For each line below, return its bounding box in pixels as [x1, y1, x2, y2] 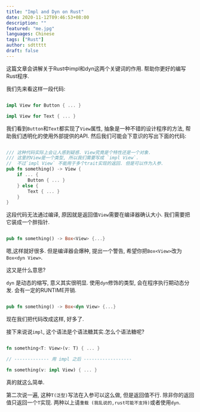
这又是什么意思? [6, 266, 46, 274]
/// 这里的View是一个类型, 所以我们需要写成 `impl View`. [6, 155, 139, 161]
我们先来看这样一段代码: [6, 85, 66, 92]
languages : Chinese [6, 31, 55, 37]
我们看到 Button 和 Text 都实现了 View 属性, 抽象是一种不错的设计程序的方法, [6, 125, 184, 132]
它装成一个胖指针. [6, 219, 50, 226]
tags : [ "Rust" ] [6, 37, 44, 43]
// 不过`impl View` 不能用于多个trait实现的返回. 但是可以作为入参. [6, 160, 164, 166]
